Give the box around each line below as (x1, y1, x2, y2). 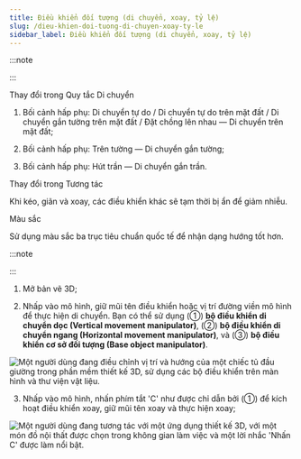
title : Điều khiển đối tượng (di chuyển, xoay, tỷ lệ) (9, 13, 220, 23)
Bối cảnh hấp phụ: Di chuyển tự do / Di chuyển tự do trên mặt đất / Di (22, 107, 279, 118)
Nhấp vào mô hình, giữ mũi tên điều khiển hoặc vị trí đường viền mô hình (22, 301, 293, 312)
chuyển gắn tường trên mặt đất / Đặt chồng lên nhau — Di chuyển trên (22, 116, 284, 127)
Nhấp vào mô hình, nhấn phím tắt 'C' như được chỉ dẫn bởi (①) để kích (22, 393, 287, 404)
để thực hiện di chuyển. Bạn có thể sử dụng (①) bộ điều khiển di (22, 310, 268, 321)
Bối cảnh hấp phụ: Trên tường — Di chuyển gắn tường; (22, 143, 225, 154)
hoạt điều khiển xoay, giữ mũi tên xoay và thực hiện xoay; (22, 403, 236, 414)
